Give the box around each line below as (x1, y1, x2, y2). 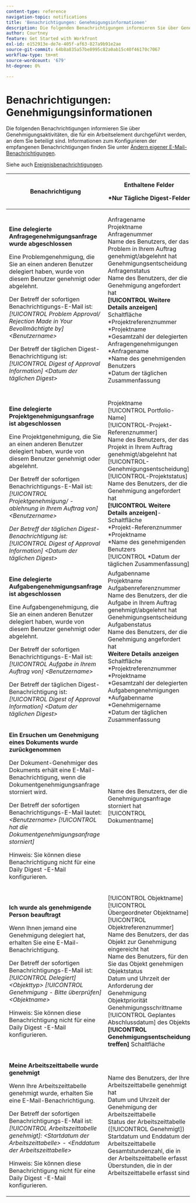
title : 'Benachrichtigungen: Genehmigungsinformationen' (6, 19, 148, 25)
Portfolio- (148, 406, 175, 415)
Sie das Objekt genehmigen (107, 960, 184, 968)
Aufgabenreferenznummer (107, 584, 181, 592)
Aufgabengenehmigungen (107, 687, 180, 695)
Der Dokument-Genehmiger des (9, 759, 98, 767)
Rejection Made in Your (9, 317, 73, 325)
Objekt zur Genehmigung (107, 938, 177, 946)
